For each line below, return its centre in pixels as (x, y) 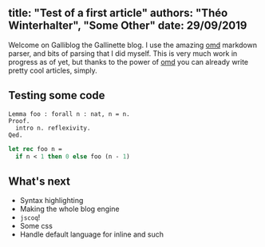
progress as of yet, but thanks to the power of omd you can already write (129, 62)
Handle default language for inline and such (92, 234)
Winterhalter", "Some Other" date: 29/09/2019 (128, 26)
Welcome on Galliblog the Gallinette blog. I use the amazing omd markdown (133, 45)
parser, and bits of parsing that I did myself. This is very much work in (123, 53)
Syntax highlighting (51, 201)
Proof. (19, 121)
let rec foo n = (35, 149)
